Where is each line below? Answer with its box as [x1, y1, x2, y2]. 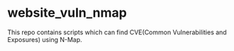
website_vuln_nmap [7, 5, 128, 21]
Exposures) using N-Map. [7, 35, 83, 43]
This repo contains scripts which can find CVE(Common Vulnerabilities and [7, 28, 227, 36]
